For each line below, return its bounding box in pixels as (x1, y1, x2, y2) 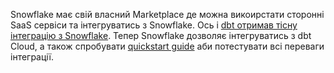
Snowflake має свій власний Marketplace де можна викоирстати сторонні (10, 9, 325, 20)
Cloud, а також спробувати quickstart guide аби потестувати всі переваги (10, 40, 325, 52)
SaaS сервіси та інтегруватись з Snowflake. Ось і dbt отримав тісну (10, 19, 298, 31)
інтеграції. (10, 51, 55, 63)
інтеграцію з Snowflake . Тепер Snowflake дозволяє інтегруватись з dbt (10, 30, 312, 41)
